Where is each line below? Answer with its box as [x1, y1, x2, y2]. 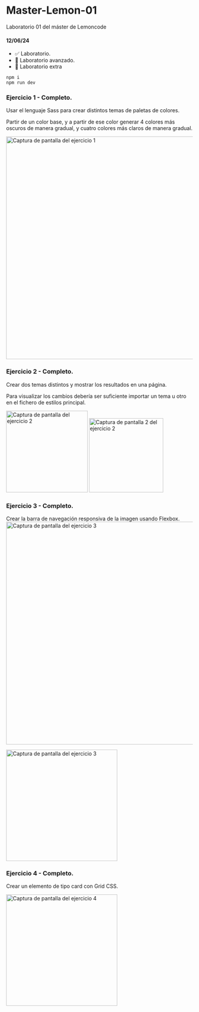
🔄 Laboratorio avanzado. [14, 57, 75, 64]
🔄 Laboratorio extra [14, 63, 62, 70]
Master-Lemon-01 [6, 4, 97, 17]
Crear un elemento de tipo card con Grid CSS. [6, 883, 118, 890]
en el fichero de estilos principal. [6, 399, 86, 406]
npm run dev [6, 80, 36, 86]
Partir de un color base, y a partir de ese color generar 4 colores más [6, 118, 175, 125]
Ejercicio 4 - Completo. [6, 869, 74, 877]
